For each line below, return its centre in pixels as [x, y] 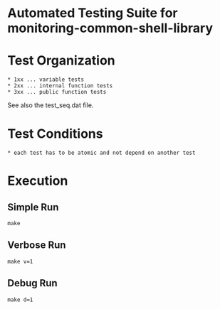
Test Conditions [55, 134]
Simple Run [33, 207]
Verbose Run [37, 245]
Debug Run [33, 283]
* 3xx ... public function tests [57, 92]
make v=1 [20, 261]
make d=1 [20, 300]
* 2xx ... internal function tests [60, 86]
